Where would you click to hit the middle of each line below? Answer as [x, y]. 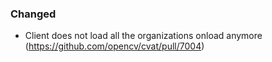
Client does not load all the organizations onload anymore [143, 36]
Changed [33, 14]
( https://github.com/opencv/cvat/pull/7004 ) [114, 46]
